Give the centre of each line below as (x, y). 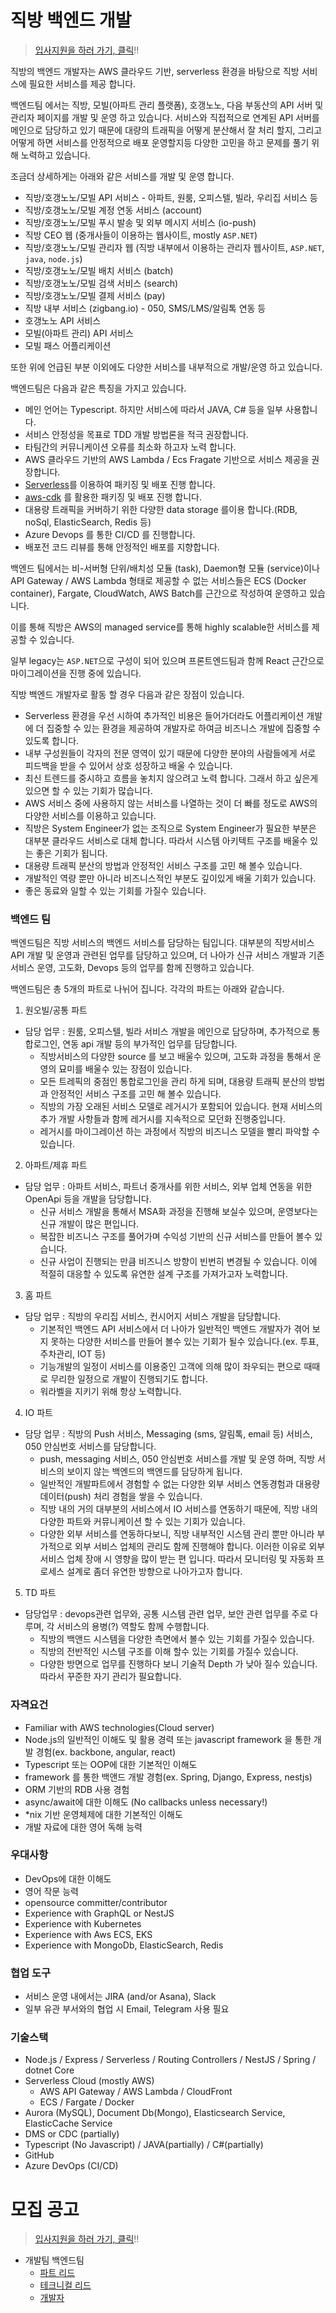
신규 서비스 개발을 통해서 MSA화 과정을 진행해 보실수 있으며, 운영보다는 (178, 1212)
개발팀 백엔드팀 (54, 2260)
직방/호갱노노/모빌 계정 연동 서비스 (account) (113, 210)
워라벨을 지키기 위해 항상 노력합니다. (110, 1392)
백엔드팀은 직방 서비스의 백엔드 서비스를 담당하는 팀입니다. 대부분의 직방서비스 (162, 943)
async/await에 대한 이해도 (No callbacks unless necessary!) (146, 1802)
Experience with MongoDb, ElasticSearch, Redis (124, 1945)
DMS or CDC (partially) (72, 2134)
